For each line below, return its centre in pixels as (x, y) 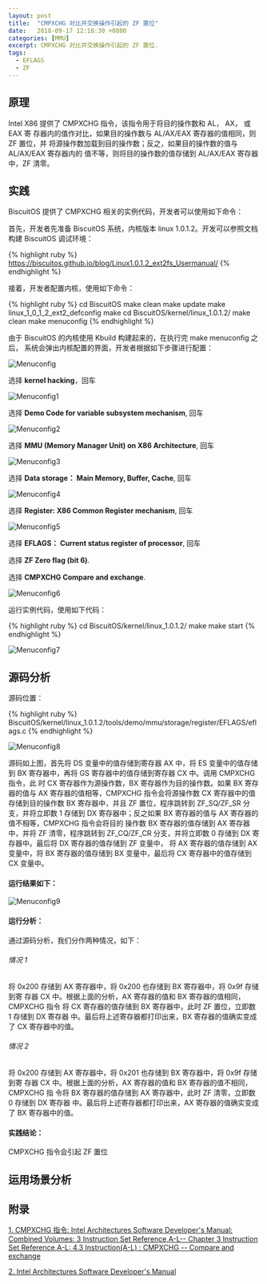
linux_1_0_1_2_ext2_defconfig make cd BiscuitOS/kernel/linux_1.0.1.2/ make (130, 313)
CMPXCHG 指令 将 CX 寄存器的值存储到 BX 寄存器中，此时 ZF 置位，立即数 (132, 1006)
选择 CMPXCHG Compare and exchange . (77, 577)
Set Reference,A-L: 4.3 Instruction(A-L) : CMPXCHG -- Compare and (121, 1248)
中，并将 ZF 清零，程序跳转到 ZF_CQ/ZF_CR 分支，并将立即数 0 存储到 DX (130, 834)
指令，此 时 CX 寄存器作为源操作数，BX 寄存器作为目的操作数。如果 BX (126, 783)
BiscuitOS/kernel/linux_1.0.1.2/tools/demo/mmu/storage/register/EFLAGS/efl (133, 723)
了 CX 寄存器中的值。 (43, 1026)
